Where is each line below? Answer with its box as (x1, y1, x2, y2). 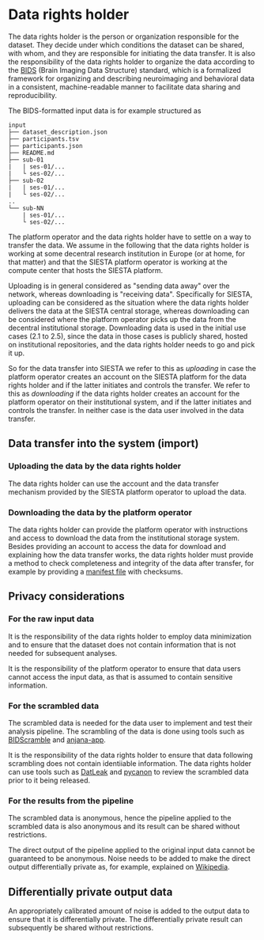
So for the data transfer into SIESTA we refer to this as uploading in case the (8, 363, 257, 373)
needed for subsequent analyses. (8, 648, 118, 658)
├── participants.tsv (8, 135, 80, 143)
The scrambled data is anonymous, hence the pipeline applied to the (8, 813, 232, 823)
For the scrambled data (8, 700, 100, 711)
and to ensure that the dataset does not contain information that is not (8, 639, 236, 650)
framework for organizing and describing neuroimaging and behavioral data (8, 74, 255, 83)
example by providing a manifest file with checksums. (8, 567, 183, 576)
